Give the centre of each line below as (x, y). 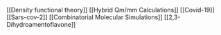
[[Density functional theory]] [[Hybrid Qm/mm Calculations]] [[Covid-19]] (111, 10)
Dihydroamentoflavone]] (41, 24)
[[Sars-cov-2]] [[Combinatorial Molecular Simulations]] (85, 17)
